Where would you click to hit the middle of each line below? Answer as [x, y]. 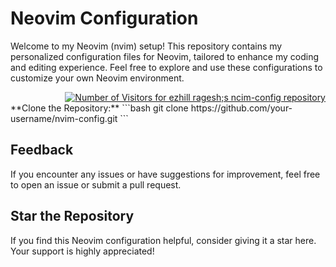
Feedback [42, 150]
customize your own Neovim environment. [97, 78]
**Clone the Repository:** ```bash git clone [99, 108]
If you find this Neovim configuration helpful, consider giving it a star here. [163, 240]
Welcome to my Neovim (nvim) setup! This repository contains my [146, 46]
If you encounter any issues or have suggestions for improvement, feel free [165, 174]
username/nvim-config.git [64, 118]
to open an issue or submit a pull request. [96, 184]
